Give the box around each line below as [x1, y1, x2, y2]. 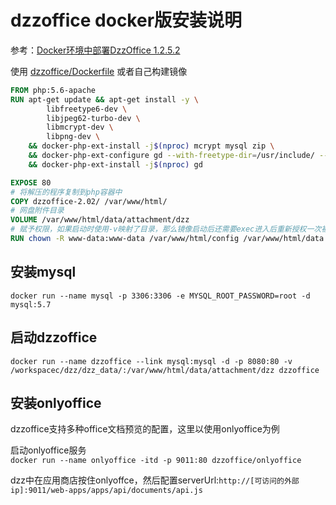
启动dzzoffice [10, 329, 98, 346]
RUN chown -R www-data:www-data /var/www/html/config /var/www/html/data [10, 234, 325, 244]
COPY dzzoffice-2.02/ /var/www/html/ [10, 196, 168, 206]
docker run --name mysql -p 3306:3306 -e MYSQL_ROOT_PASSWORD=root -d [10, 291, 311, 301]
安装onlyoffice [10, 394, 102, 411]
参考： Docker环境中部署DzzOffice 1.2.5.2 [10, 44, 181, 56]
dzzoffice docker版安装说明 [10, 9, 243, 32]
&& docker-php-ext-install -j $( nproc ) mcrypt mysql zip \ [28, 141, 275, 151]
